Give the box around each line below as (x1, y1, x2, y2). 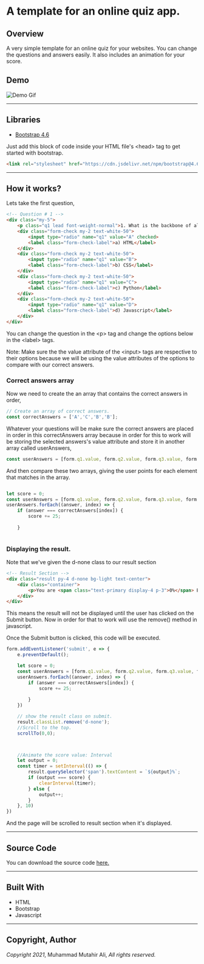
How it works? (6, 183, 62, 194)
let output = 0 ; (17, 758, 59, 764)
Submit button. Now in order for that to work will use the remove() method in (6, 616, 197, 623)
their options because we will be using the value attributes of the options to (6, 354, 195, 361)
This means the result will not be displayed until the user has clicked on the (6, 610, 194, 617)
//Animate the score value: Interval (17, 752, 113, 758)
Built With (6, 882, 44, 893)
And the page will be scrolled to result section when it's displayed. (6, 820, 172, 827)
